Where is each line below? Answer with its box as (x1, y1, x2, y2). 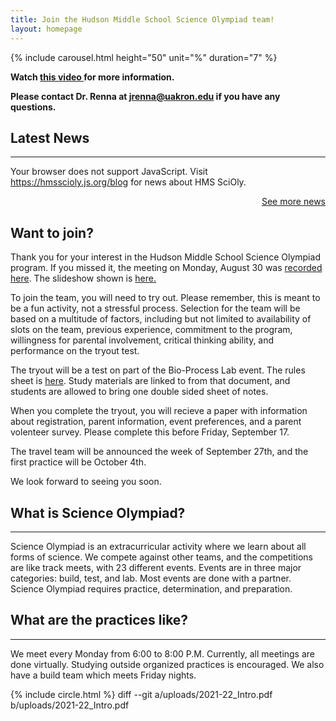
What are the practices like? (10, 612, 189, 629)
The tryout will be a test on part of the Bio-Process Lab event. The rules (10, 364, 306, 376)
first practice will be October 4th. (10, 456, 147, 468)
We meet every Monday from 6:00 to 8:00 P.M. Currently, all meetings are (10, 647, 316, 660)
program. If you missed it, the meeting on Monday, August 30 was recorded (10, 262, 323, 274)
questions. (10, 101, 57, 113)
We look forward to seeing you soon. (10, 476, 162, 488)
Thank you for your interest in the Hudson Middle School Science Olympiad (10, 251, 321, 263)
